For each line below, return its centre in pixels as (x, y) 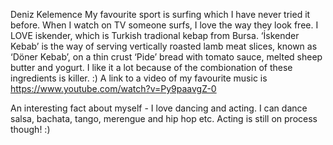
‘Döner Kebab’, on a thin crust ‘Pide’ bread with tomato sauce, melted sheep (166, 57)
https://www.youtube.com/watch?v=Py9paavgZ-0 (113, 88)
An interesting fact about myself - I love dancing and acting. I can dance (159, 108)
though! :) (30, 129)
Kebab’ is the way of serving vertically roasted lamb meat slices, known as (164, 46)
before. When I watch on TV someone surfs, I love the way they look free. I (164, 25)
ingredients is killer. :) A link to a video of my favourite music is (139, 78)
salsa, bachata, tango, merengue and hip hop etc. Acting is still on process (164, 118)
